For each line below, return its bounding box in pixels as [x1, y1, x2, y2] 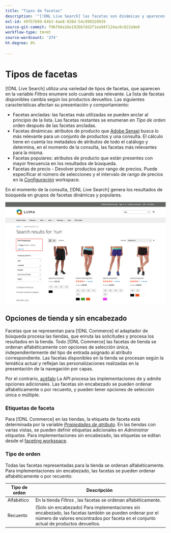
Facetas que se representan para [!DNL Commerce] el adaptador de [5, 327, 149, 334]
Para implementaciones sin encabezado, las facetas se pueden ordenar [5, 467, 156, 474]
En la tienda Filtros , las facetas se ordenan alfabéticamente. [35, 497, 161, 503]
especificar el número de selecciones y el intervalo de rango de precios [12, 171, 163, 177]
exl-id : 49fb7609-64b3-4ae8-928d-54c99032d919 [5, 19, 106, 24]
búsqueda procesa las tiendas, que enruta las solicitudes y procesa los [5, 333, 154, 339]
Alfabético [7, 497, 29, 503]
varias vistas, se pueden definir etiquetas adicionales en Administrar [5, 427, 149, 433]
